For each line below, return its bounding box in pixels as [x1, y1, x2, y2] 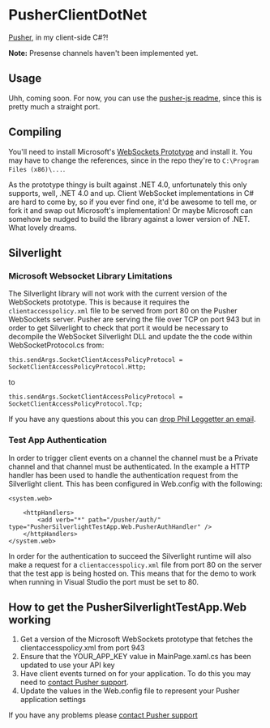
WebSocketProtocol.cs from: [8, 340, 105, 350]
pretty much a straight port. [8, 101, 101, 111]
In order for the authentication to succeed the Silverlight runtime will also [8, 551, 251, 560]
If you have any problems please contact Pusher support [8, 710, 199, 720]
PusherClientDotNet [8, 6, 148, 24]
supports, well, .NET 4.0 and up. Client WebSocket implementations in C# [8, 188, 254, 198]
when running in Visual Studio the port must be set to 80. [8, 577, 199, 586]
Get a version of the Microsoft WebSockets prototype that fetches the [19, 634, 254, 645]
